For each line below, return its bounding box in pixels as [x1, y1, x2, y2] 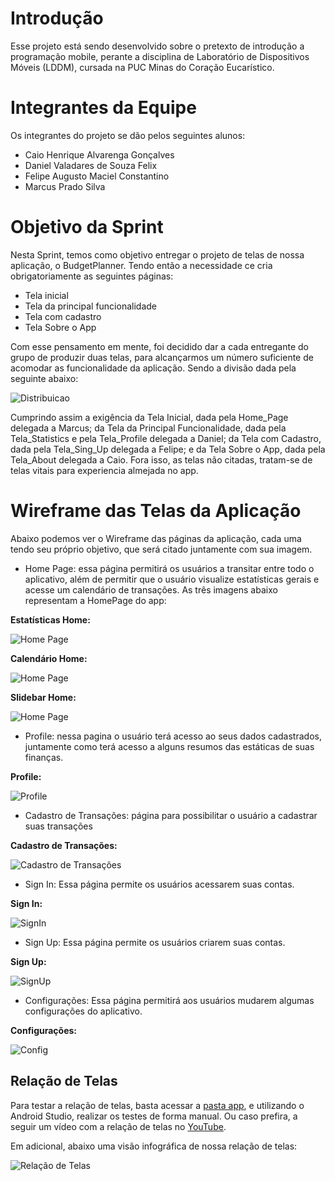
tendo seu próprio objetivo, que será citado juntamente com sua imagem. [10, 543, 313, 555]
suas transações [24, 820, 93, 832]
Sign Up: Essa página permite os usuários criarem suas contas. [24, 936, 286, 948]
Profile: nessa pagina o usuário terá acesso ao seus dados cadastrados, [24, 730, 322, 742]
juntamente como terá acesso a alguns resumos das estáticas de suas [24, 740, 315, 752]
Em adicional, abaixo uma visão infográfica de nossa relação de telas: [10, 1140, 298, 1152]
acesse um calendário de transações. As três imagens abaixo [24, 583, 278, 596]
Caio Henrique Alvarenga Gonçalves [24, 148, 175, 161]
